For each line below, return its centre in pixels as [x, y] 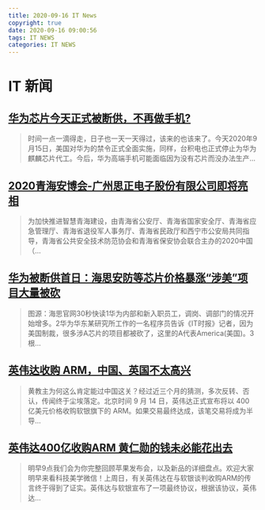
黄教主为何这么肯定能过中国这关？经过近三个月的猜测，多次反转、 [135, 391]
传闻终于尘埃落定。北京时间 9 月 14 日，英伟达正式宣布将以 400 [146, 401]
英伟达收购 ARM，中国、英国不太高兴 [100, 370]
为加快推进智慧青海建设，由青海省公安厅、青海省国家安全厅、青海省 [138, 221]
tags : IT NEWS [32, 38]
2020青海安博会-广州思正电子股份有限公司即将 [123, 185]
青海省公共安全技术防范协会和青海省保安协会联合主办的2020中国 [147, 240]
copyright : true [35, 23]
